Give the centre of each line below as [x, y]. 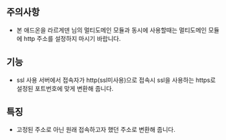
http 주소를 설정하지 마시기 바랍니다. [72, 38]
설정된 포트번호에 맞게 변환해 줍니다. [65, 88]
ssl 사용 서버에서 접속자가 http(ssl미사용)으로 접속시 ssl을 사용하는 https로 [116, 80]
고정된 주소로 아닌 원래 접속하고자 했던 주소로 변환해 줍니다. [96, 130]
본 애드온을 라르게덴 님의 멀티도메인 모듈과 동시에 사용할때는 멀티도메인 [111, 30]
